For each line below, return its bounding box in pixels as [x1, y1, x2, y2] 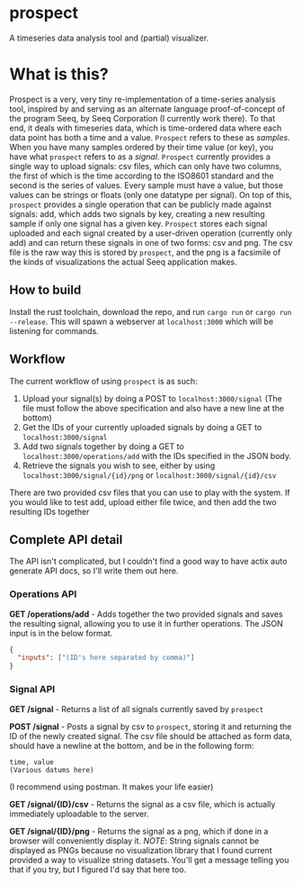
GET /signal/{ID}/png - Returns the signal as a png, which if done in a [9, 825, 269, 836]
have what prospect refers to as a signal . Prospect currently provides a [9, 151, 271, 162]
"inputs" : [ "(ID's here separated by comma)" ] [17, 654, 195, 663]
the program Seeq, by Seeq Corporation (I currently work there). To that [9, 113, 276, 123]
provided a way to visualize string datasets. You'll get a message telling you [9, 854, 289, 865]
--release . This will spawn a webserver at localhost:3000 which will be [9, 316, 274, 327]
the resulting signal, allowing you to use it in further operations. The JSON [9, 618, 283, 628]
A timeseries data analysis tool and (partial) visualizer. [9, 32, 209, 43]
